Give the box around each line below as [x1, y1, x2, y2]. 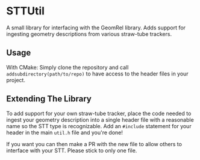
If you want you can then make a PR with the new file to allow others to [6, 140, 183, 147]
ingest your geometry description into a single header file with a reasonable [6, 116, 194, 123]
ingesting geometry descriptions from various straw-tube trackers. [6, 30, 172, 37]
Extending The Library [6, 94, 92, 104]
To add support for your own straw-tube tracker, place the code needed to [6, 110, 192, 117]
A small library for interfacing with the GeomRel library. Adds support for [6, 24, 186, 31]
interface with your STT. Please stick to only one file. [6, 147, 137, 154]
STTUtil [6, 4, 45, 18]
